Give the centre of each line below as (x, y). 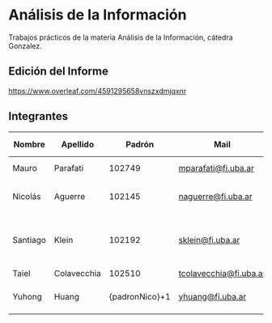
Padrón (140, 144)
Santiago (30, 240)
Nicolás (27, 196)
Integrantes (38, 116)
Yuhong (28, 296)
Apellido (78, 144)
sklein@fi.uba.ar (209, 240)
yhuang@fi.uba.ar (212, 296)
